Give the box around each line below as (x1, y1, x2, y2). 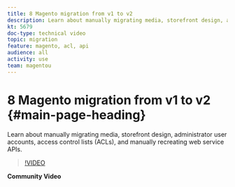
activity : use (7, 56, 49, 63)
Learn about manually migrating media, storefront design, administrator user (7, 130, 227, 138)
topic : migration (7, 36, 58, 43)
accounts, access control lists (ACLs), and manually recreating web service (7, 137, 225, 146)
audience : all (7, 50, 49, 57)
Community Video (7, 172, 62, 180)
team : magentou (7, 62, 52, 69)
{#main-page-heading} (7, 107, 146, 123)
